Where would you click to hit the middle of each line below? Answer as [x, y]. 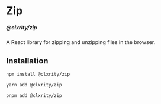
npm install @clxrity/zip [38, 74]
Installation [27, 61]
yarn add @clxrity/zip [34, 85]
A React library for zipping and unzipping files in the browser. [81, 42]
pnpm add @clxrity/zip [34, 95]
